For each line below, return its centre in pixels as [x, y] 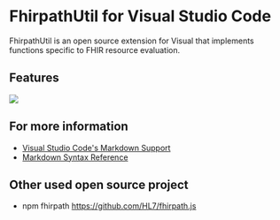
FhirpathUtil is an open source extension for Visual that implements [132, 41]
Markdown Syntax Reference [75, 157]
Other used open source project [99, 184]
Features [34, 78]
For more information [69, 127]
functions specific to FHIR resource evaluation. [95, 49]
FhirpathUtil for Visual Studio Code [140, 16]
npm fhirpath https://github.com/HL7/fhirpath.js [109, 206]
